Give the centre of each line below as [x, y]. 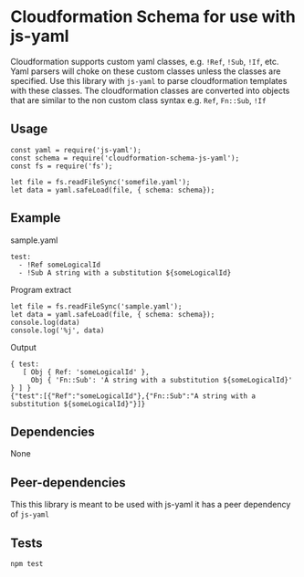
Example [36, 218]
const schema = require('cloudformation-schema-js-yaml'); [125, 158]
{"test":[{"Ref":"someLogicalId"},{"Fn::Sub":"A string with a [133, 396]
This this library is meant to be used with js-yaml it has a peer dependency [151, 505]
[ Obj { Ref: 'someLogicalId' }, [86, 372]
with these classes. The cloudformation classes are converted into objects [150, 90]
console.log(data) [45, 322]
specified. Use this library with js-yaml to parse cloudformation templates [149, 80]
